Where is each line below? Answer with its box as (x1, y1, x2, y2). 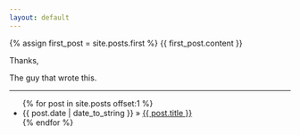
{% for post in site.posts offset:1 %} (21, 97, 154, 108)
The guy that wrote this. (9, 72, 97, 83)
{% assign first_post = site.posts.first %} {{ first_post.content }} (9, 38, 243, 48)
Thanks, (9, 55, 39, 65)
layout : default (9, 13, 70, 22)
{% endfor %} (21, 117, 74, 128)
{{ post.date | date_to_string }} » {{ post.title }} (21, 107, 193, 118)
